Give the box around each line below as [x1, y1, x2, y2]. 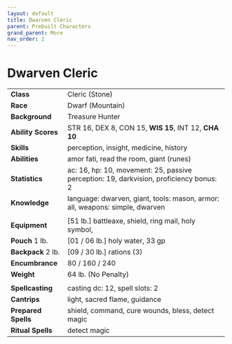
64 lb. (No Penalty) [67, 270, 129, 279]
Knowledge [10, 198, 50, 208]
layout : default [7, 10, 54, 17]
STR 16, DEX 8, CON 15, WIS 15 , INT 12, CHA [67, 123, 220, 133]
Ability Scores [10, 128, 59, 137]
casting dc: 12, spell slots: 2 [67, 283, 159, 293]
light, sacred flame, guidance [67, 294, 162, 304]
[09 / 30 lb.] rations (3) [67, 247, 143, 257]
